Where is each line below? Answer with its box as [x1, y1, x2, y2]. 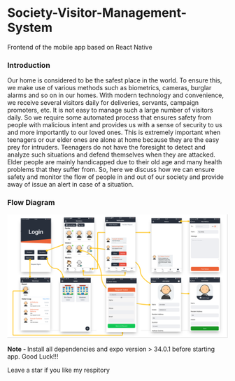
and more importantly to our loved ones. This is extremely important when [7, 128, 221, 137]
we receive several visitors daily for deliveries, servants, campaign [7, 99, 199, 107]
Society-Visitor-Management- [7, 5, 187, 21]
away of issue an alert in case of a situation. [7, 180, 134, 189]
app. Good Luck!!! [7, 352, 59, 361]
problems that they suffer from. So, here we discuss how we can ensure [7, 166, 215, 174]
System [7, 20, 53, 36]
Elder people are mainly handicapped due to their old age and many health [7, 158, 222, 166]
